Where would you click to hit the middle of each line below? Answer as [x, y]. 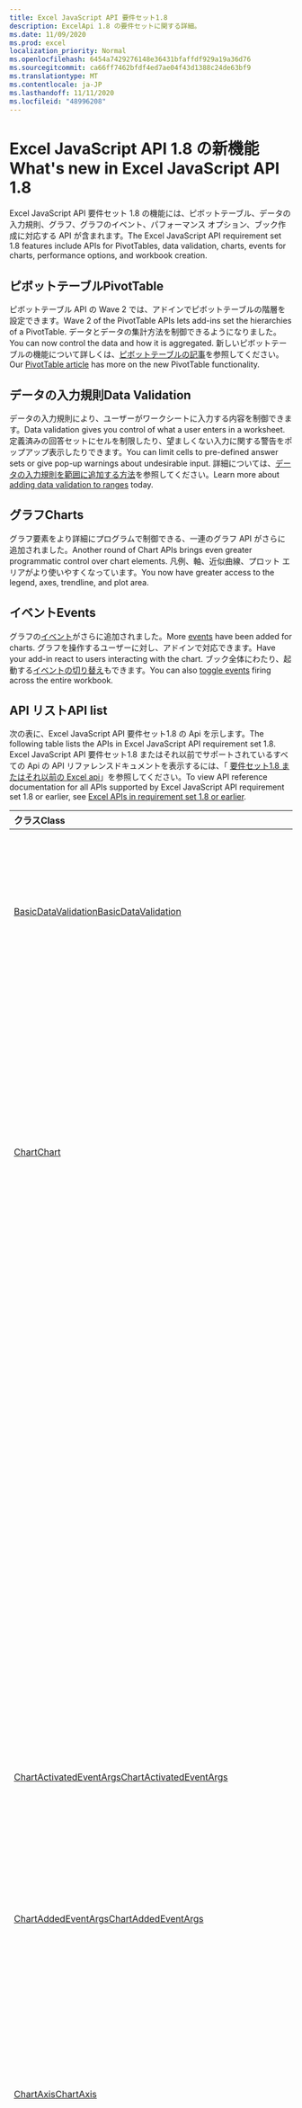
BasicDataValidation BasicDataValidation [98, 912]
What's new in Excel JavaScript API [145, 168]
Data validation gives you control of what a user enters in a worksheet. [155, 429]
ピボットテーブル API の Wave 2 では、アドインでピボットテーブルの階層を [147, 309]
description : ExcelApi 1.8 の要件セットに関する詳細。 [105, 26]
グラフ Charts [47, 515]
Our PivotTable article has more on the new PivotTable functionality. [135, 364]
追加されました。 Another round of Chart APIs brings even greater [131, 549]
